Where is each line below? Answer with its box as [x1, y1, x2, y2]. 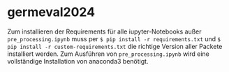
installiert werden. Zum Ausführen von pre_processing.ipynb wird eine [7, 50, 209, 58]
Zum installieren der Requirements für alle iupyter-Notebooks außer [7, 27, 202, 36]
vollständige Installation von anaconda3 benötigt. [7, 57, 149, 65]
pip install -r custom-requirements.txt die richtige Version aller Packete [7, 42, 223, 50]
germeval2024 [7, 4, 96, 20]
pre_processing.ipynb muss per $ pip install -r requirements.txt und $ [7, 34, 221, 43]
